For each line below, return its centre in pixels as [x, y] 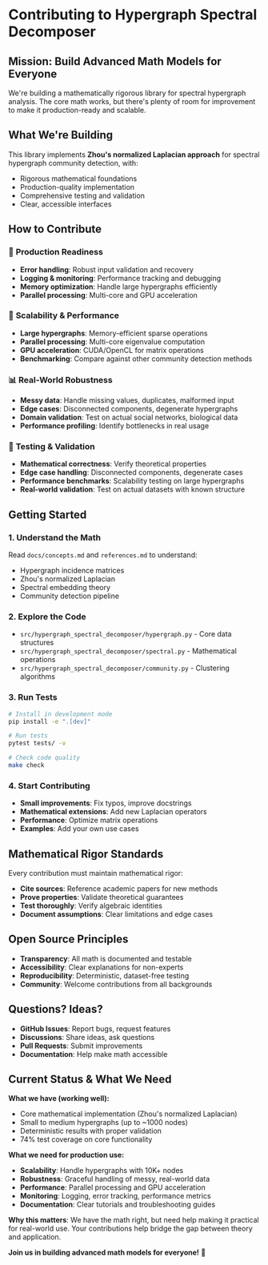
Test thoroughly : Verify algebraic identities [91, 906]
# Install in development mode [60, 714]
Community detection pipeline [70, 596]
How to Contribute [55, 229]
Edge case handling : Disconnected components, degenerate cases [131, 472]
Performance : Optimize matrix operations [89, 820]
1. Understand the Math [55, 537]
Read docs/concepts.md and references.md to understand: [103, 555]
